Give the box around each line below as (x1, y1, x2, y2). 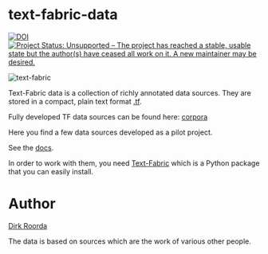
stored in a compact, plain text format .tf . (8, 96, 142, 106)
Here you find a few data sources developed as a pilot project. (8, 127, 213, 137)
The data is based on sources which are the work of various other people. (8, 236, 251, 246)
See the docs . (8, 143, 54, 152)
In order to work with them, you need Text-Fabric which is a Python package (8, 158, 260, 168)
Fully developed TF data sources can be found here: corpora (8, 111, 208, 121)
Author (8, 195, 56, 213)
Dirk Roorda (8, 221, 48, 230)
